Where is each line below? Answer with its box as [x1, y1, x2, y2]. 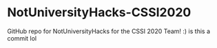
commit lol [7, 34, 37, 42]
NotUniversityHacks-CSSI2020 [7, 5, 192, 20]
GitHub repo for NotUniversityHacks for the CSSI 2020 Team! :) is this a [7, 27, 211, 35]
